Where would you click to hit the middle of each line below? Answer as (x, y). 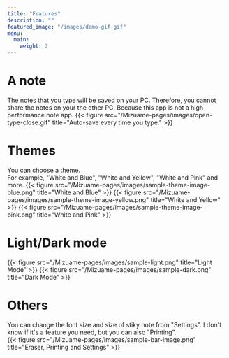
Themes (31, 151)
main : (22, 40)
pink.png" (21, 215)
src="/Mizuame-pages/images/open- (158, 115)
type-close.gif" (29, 122)
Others (28, 306)
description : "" (31, 20)
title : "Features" (34, 14)
